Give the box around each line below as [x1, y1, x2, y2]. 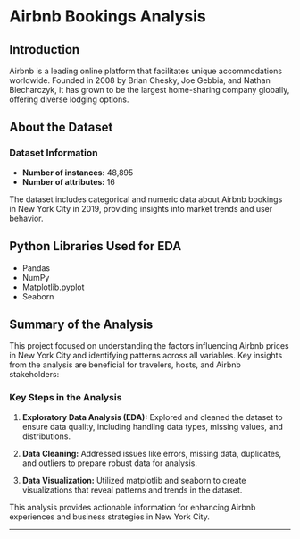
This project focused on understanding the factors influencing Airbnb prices [9, 341, 289, 351]
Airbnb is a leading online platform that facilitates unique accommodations [9, 65, 283, 76]
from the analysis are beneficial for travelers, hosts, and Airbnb [9, 359, 241, 370]
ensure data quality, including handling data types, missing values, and [21, 421, 284, 432]
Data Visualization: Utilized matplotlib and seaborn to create [21, 475, 246, 485]
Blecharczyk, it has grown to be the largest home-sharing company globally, [9, 85, 290, 95]
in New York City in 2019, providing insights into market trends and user [9, 203, 273, 214]
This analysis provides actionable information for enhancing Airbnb [9, 501, 256, 512]
